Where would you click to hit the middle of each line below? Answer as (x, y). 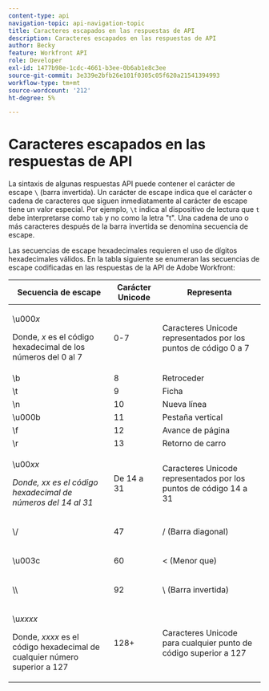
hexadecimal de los (49, 348)
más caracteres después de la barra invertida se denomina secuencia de (128, 226)
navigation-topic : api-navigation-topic (77, 23)
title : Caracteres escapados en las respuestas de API (102, 30)
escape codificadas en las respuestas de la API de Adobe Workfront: (122, 268)
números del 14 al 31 (53, 502)
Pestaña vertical (193, 417)
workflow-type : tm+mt (44, 83)
